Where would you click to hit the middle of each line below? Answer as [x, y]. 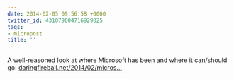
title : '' [22, 40]
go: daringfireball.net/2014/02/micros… [65, 68]
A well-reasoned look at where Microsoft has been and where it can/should [117, 60]
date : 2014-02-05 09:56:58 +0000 [57, 14]
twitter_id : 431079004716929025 [55, 20]
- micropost [25, 34]
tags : [15, 27]
